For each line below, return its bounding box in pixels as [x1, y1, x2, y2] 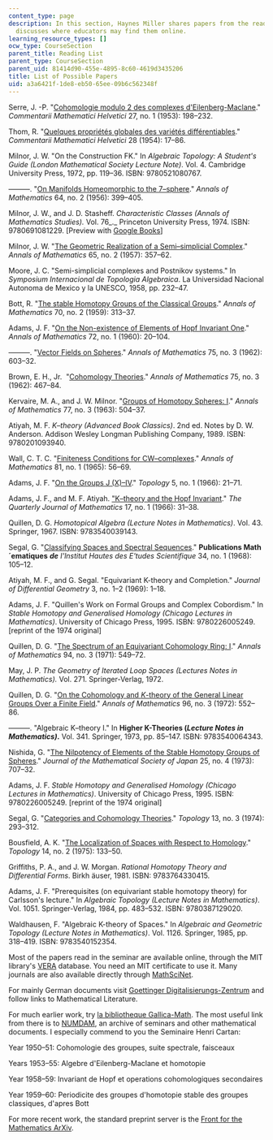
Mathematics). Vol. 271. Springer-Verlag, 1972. [8, 674, 164, 684]
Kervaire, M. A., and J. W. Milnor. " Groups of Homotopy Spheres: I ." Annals [8, 395, 258, 406]
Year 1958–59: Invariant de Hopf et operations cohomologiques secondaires [8, 1073, 263, 1084]
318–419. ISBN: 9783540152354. [8, 936, 117, 946]
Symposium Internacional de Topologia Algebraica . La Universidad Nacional [8, 274, 264, 284]
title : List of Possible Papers [8, 72, 118, 80]
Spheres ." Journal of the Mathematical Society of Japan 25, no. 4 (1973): [8, 756, 254, 766]
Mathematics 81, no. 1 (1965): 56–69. [8, 462, 132, 472]
